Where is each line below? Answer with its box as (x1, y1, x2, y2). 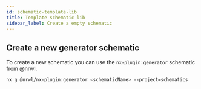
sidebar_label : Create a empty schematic (6, 20, 113, 26)
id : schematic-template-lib (6, 8, 77, 15)
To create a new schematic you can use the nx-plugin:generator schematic (6, 59, 196, 66)
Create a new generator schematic (6, 42, 140, 53)
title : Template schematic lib (6, 15, 85, 21)
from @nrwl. (6, 65, 38, 73)
